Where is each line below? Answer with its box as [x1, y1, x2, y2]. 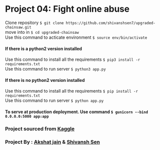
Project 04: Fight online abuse [5, 3, 130, 15]
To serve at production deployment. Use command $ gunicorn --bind [5, 109, 148, 115]
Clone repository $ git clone [5, 20, 64, 25]
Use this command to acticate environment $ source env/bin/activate [5, 34, 147, 40]
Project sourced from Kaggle [5, 125, 75, 132]
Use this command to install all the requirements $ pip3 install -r [5, 56, 140, 62]
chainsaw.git [5, 25, 32, 30]
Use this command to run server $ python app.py [5, 98, 104, 103]
